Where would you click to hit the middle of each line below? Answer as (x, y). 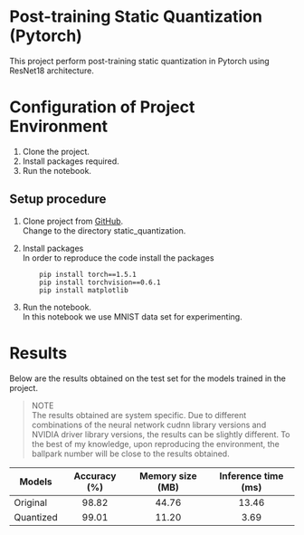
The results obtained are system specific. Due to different (139, 415)
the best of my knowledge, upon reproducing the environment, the (156, 444)
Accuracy (95, 475)
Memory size (168, 475)
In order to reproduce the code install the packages (118, 258)
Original (31, 502)
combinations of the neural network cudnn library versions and (149, 425)
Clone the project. (56, 151)
